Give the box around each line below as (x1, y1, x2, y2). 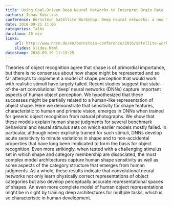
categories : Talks (5, 27, 45, 32)
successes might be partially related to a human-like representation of (5, 97, 154, 103)
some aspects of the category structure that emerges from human (5, 162, 145, 168)
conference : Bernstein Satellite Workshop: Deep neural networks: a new (5, 17, 164, 22)
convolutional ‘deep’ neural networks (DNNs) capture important (27, 86, 161, 92)
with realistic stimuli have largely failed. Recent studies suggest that (5, 80, 148, 87)
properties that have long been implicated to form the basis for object (5, 140, 152, 146)
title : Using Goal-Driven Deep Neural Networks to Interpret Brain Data (5, 7, 164, 13)
